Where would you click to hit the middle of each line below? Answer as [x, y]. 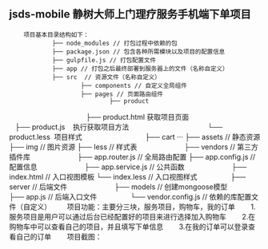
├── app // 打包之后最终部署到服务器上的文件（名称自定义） [140, 69]
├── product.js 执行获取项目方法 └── [119, 127]
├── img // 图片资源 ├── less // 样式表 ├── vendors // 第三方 [134, 147]
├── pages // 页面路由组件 [122, 94]
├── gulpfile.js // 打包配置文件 [104, 60]
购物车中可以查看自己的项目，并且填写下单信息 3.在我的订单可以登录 [129, 227]
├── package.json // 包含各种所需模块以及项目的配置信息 [138, 51]
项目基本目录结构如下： [56, 34]
